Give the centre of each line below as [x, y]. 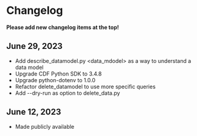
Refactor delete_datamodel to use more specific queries [85, 86]
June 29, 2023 [34, 46]
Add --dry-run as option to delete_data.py [67, 93]
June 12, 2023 [34, 112]
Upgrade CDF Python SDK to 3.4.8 [58, 74]
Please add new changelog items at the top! [63, 27]
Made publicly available [45, 126]
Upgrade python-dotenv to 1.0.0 [55, 80]
